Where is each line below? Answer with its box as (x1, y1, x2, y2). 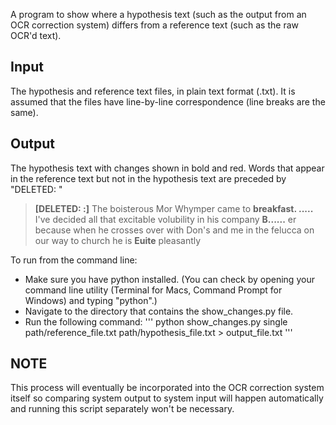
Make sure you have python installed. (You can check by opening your (24, 273, 315, 285)
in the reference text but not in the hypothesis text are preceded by (10, 172, 287, 184)
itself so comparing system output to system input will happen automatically (10, 392, 324, 404)
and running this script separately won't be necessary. (10, 403, 235, 415)
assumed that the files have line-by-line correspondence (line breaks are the (10, 95, 326, 108)
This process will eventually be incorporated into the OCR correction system (10, 382, 325, 394)
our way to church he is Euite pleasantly (34, 234, 202, 246)
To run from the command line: (10, 254, 138, 266)
